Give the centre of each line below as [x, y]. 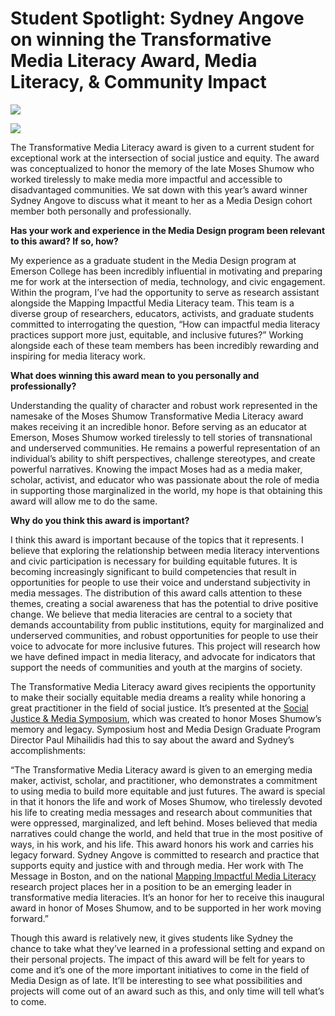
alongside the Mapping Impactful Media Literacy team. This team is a [152, 303]
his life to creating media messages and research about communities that [161, 812]
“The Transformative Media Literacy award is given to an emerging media [161, 769]
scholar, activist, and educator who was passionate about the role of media [165, 479]
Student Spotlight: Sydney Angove [157, 18]
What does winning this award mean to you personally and [135, 375]
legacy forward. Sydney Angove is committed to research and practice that [165, 854]
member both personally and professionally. [101, 211]
